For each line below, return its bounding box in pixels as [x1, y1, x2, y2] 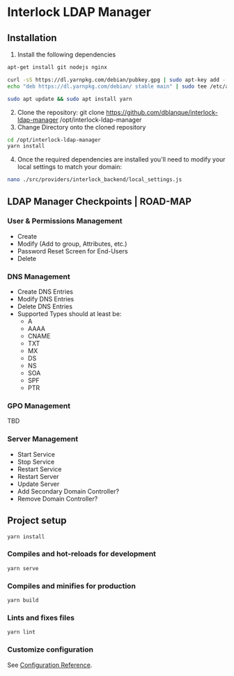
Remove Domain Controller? [17, 494, 98, 503]
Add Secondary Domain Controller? [17, 487, 120, 495]
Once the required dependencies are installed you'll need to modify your [17, 155, 226, 164]
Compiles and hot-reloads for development [7, 549, 157, 559]
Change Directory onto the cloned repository [17, 123, 146, 131]
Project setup [7, 514, 68, 526]
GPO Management [7, 401, 71, 411]
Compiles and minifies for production [7, 581, 136, 590]
